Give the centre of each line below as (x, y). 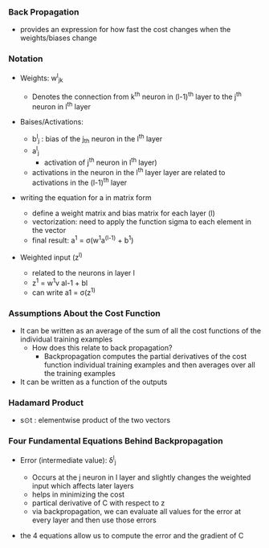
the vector (49, 231)
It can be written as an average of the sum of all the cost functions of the (141, 331)
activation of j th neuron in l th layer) (101, 162)
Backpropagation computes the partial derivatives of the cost (145, 357)
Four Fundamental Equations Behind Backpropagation (116, 441)
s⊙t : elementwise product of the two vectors (95, 420)
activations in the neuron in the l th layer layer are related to (129, 171)
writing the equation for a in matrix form (86, 198)
